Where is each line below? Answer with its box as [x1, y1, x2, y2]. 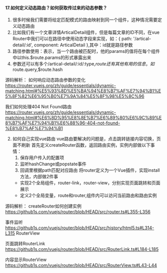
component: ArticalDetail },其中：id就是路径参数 [34, 42, 133, 48]
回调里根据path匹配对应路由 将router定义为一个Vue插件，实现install [20, 167, 160, 173]
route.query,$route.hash [12, 66, 63, 73]
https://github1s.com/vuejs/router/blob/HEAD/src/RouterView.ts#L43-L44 [5, 262, 157, 268]
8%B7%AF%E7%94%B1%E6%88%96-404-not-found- [5, 120, 120, 126]
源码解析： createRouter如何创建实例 [5, 203, 82, 209]
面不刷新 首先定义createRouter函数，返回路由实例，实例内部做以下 [12, 142, 150, 148]
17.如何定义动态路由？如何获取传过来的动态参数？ [5, 5, 108, 11]
